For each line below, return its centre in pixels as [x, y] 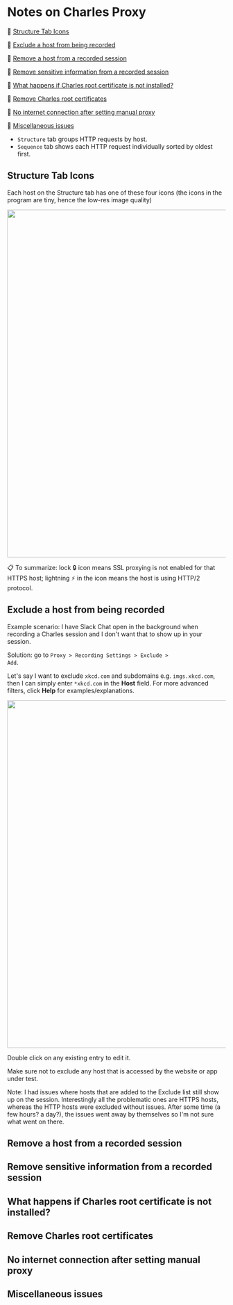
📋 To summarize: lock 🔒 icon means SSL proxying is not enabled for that [111, 567]
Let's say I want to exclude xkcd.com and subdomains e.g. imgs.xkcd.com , [111, 676]
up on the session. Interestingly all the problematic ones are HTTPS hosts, [113, 1099]
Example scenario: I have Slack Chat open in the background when [103, 626]
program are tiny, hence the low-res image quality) [80, 200]
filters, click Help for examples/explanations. [71, 690]
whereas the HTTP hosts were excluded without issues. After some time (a [114, 1107]
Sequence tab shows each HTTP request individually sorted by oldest [115, 146]
